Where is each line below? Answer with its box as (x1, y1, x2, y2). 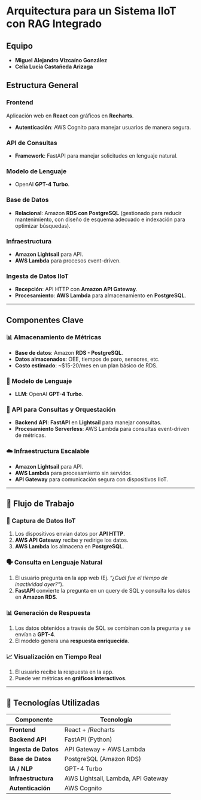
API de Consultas (6, 138, 58, 147)
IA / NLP (9, 765, 33, 773)
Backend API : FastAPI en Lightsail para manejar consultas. (14, 419, 162, 426)
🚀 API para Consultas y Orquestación (6, 406, 116, 414)
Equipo (6, 41, 33, 51)
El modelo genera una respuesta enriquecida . (14, 637, 130, 645)
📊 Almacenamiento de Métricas (6, 333, 102, 342)
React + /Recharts (64, 726, 115, 734)
